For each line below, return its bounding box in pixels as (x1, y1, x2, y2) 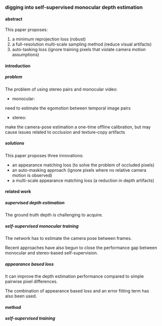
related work (5, 189, 32, 195)
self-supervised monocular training (5, 223, 79, 229)
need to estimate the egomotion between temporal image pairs (5, 105, 131, 111)
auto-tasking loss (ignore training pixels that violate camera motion (12, 47, 146, 53)
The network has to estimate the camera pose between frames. (5, 235, 132, 241)
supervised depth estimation (5, 199, 65, 205)
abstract (5, 16, 23, 22)
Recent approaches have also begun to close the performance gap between (5, 245, 158, 251)
